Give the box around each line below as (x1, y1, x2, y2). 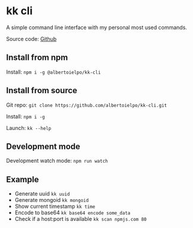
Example (6, 174, 39, 185)
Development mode (6, 141, 81, 151)
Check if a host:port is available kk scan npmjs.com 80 (14, 216, 147, 223)
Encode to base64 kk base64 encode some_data (14, 209, 131, 216)
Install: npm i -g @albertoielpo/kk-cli (6, 68, 101, 75)
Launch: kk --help (6, 124, 52, 131)
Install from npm (6, 52, 68, 63)
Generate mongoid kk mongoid (14, 197, 89, 204)
